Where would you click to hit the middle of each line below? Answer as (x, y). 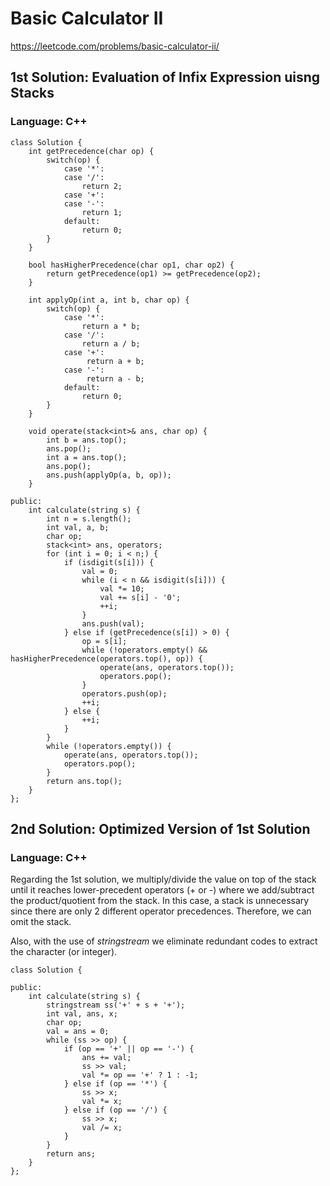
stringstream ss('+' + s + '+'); (116, 1005)
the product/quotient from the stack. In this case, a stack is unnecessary (160, 901)
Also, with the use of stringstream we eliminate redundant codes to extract (164, 941)
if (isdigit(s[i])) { (109, 562)
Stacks (32, 93)
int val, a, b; (78, 527)
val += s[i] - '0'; (140, 597)
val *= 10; (122, 588)
